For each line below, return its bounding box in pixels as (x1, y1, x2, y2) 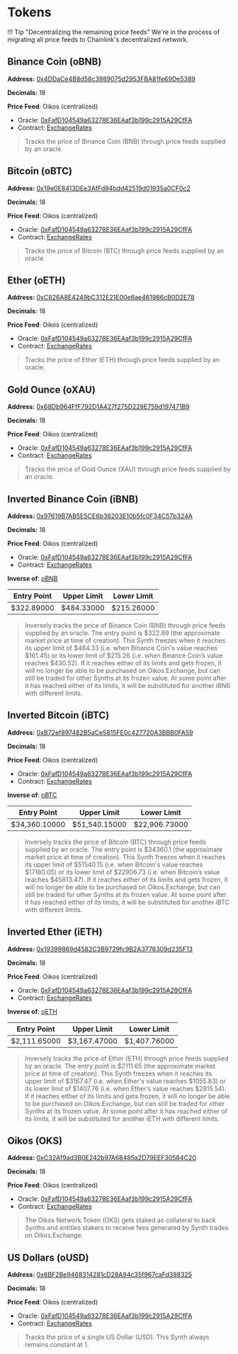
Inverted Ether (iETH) (7, 926, 103, 938)
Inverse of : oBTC (7, 791, 57, 799)
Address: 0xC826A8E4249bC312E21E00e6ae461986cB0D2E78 (7, 293, 195, 302)
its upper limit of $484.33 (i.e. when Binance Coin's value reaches (24, 644, 218, 652)
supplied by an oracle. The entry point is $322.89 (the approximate (24, 628, 221, 637)
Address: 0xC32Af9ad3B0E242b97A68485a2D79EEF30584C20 (7, 1153, 197, 1162)
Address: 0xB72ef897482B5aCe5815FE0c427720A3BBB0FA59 (7, 728, 193, 737)
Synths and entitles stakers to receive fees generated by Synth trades (24, 1224, 229, 1232)
